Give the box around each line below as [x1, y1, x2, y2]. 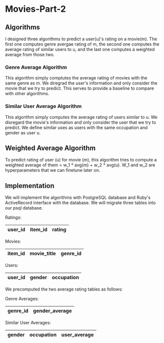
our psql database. [5, 205, 43, 211]
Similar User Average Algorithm [5, 103, 82, 110]
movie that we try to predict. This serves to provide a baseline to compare [5, 85, 154, 91]
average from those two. [5, 52, 55, 57]
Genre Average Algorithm [5, 64, 67, 71]
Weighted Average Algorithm [5, 144, 96, 152]
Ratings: [5, 214, 22, 220]
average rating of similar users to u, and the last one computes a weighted [5, 47, 155, 52]
